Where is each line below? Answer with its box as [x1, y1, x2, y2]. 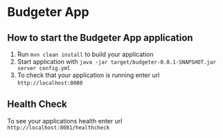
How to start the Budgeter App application [7, 32, 193, 44]
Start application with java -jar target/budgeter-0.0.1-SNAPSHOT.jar [17, 58, 217, 66]
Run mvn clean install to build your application [17, 50, 154, 58]
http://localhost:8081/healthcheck [7, 124, 110, 131]
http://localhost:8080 [17, 80, 83, 87]
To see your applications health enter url [7, 117, 123, 125]
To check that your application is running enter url [17, 71, 160, 79]
